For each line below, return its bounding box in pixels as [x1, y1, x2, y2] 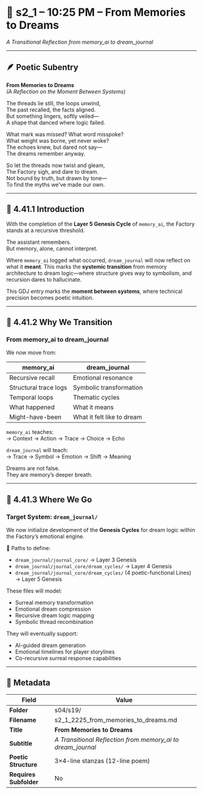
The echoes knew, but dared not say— [6, 143, 103, 151]
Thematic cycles [72, 393, 120, 402]
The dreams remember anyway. [6, 149, 86, 157]
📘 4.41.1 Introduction [6, 204, 85, 214]
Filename [9, 715, 36, 724]
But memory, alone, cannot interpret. [6, 244, 98, 252]
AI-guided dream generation [14, 641, 86, 649]
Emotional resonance [72, 373, 133, 382]
